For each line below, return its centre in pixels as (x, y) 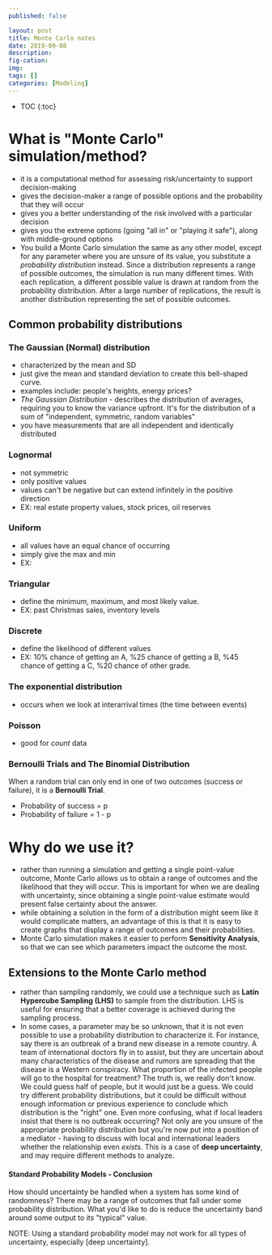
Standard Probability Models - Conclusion (81, 1174)
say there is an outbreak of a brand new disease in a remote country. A (138, 1044)
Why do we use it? (71, 847)
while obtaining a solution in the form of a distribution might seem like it (139, 913)
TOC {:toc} (38, 106)
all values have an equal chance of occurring (95, 545)
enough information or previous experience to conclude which (124, 1104)
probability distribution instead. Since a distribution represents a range (138, 265)
